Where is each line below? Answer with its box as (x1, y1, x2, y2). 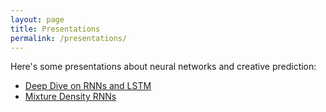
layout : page (10, 14, 65, 25)
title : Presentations (10, 24, 101, 34)
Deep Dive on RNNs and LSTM (24, 80, 152, 92)
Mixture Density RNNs (24, 91, 117, 103)
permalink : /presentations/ (10, 33, 128, 43)
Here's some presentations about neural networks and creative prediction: (10, 61, 317, 73)
